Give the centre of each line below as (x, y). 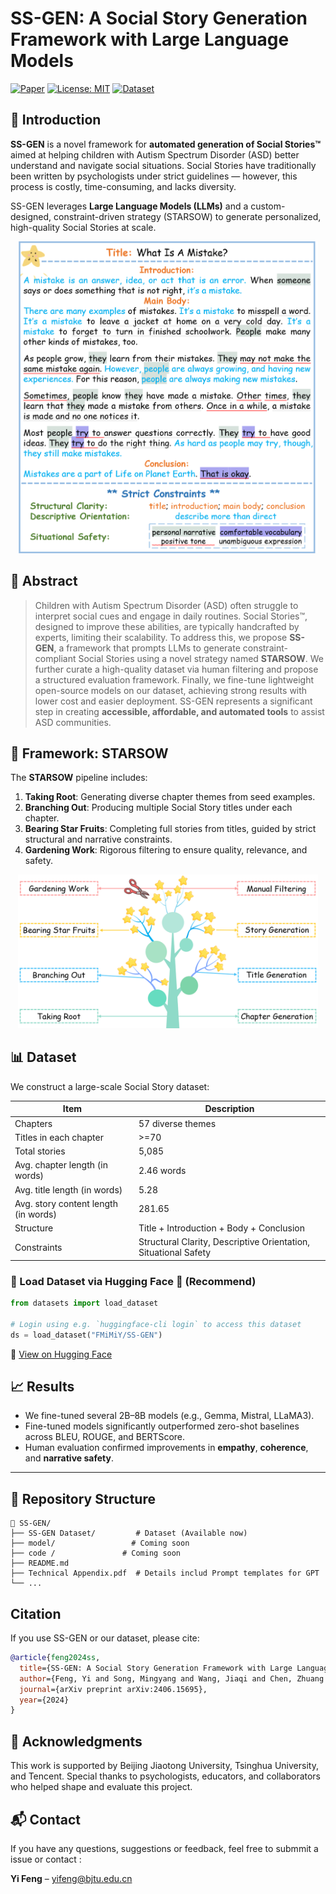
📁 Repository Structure (83, 1498)
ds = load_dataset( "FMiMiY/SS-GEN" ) (86, 1335)
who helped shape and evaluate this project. (101, 1787)
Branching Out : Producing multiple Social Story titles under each (158, 808)
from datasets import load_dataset (84, 1303)
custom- (268, 206)
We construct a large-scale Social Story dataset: (110, 1086)
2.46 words (162, 1170)
